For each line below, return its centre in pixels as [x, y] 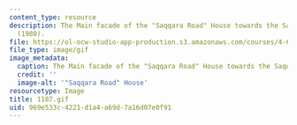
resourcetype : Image [47, 91]
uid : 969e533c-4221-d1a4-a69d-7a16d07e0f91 [91, 107]
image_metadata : [39, 58]
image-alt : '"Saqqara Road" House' [83, 83]
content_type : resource [53, 17]
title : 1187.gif [39, 99]
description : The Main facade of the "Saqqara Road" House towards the [144, 26]
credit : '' [37, 75]
